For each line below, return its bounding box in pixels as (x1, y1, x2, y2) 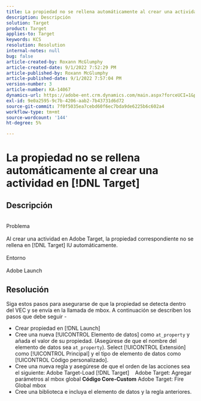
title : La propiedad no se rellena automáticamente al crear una (6, 8, 172, 15)
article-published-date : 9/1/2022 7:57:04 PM (6, 75, 121, 81)
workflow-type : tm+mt (6, 109, 60, 115)
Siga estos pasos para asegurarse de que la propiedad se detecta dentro (6, 300, 187, 307)
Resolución (6, 284, 49, 294)
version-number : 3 (6, 81, 52, 87)
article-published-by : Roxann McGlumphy (6, 70, 109, 76)
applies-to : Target (6, 31, 55, 37)
